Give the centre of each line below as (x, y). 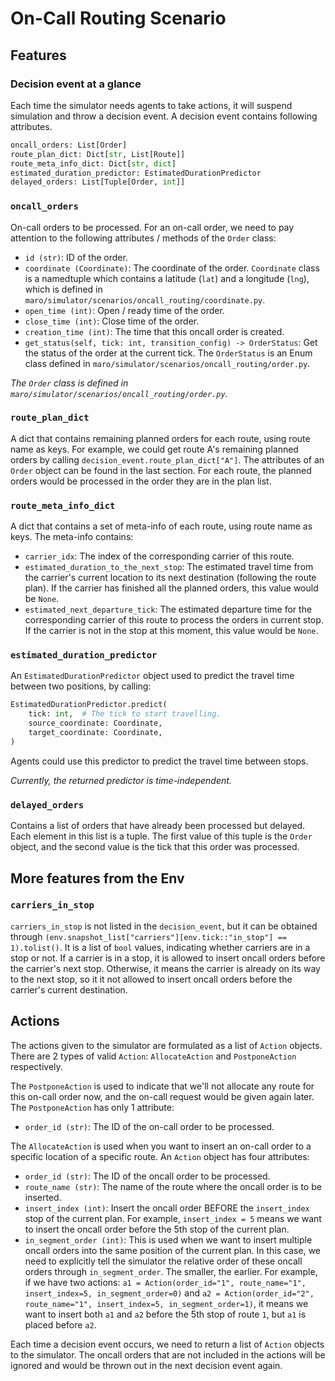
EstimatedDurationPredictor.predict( (89, 705)
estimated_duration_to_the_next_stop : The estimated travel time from (169, 567)
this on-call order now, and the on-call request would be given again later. (162, 1096)
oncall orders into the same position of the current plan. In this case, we (172, 1250)
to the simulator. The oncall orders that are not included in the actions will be (168, 1354)
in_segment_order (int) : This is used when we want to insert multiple (168, 1239)
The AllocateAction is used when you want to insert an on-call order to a (161, 1146)
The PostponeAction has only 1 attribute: (92, 1107)
